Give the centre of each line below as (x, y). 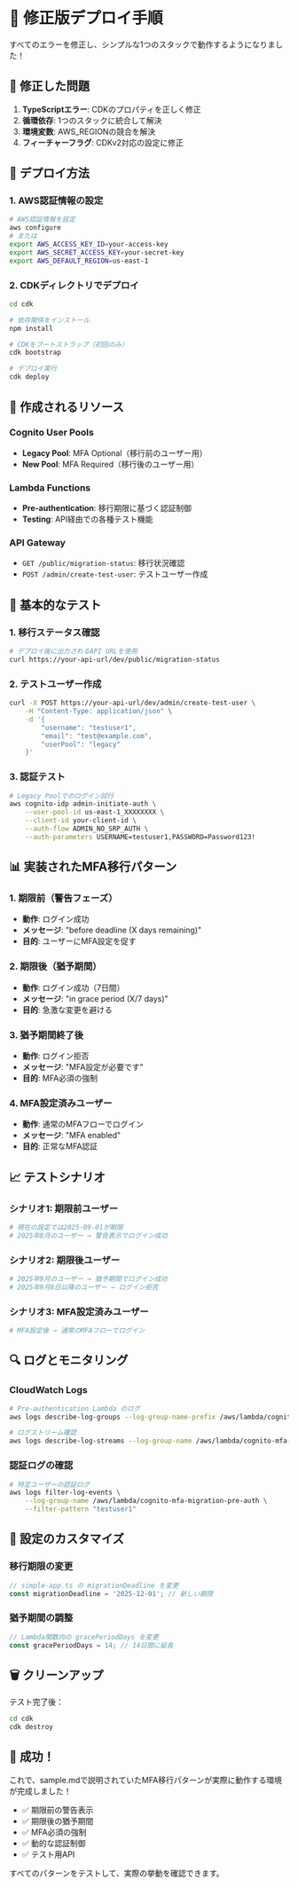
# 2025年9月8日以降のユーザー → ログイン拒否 (84, 1287)
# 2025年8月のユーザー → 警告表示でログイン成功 (89, 1235)
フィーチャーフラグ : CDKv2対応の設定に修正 (103, 142)
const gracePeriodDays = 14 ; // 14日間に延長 (91, 1645)
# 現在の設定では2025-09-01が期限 (66, 1228)
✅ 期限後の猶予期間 (58, 1820)
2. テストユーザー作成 (55, 684)
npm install (31, 328)
